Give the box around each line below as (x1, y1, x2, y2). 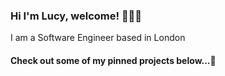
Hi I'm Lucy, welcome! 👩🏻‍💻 (10, 9, 143, 23)
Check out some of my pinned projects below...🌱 (10, 54, 217, 66)
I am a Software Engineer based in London (10, 32, 186, 44)
